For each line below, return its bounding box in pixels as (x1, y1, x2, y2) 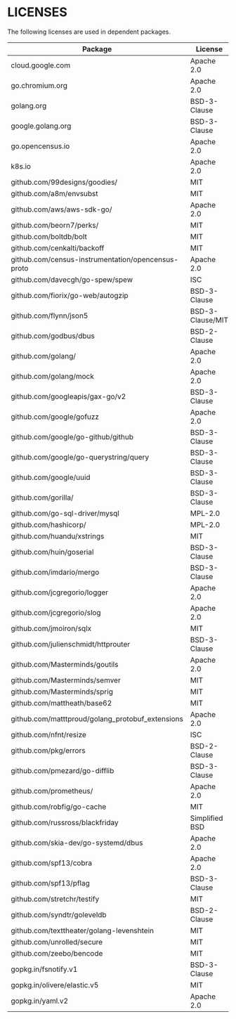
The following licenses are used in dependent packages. (7, 27, 171, 36)
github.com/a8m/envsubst (11, 188, 98, 198)
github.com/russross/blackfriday (11, 817, 119, 827)
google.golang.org (11, 121, 72, 131)
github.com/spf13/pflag (11, 878, 90, 888)
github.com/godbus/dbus (11, 331, 95, 341)
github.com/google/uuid (11, 472, 91, 482)
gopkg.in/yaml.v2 (11, 996, 69, 1006)
